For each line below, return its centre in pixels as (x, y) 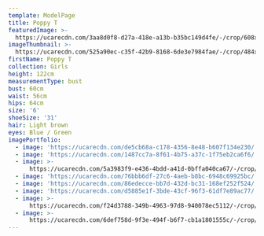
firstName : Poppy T (40, 60)
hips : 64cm (26, 103)
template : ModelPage (42, 15)
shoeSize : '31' (33, 118)
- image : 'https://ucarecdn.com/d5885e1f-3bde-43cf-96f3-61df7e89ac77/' (137, 191)
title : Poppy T (33, 23)
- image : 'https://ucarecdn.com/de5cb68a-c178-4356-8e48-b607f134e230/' (137, 147)
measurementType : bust (45, 81)
